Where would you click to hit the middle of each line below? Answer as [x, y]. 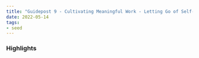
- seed [14, 28]
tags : [13, 22]
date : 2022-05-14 [28, 17]
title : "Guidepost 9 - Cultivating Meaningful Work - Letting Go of [92, 11]
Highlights [21, 49]
